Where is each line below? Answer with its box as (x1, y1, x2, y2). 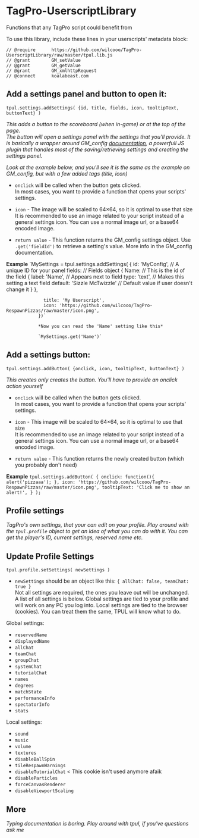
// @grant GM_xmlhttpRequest (6, 67, 97, 74)
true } (14, 584, 31, 590)
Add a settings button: (6, 350, 91, 360)
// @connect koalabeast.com (6, 73, 89, 79)
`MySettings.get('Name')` (37, 333, 102, 340)
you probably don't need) (14, 461, 77, 468)
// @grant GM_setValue (6, 57, 81, 63)
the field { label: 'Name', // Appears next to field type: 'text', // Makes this (6, 273, 184, 280)
